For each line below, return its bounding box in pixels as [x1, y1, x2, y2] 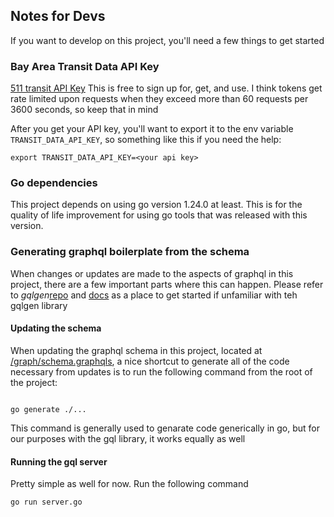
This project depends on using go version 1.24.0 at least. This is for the [10, 199, 303, 211]
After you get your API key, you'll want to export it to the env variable [10, 123, 294, 135]
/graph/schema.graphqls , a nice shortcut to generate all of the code [10, 355, 290, 367]
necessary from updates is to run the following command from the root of [10, 365, 313, 378]
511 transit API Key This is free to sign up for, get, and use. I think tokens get [10, 82, 323, 94]
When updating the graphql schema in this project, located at [10, 344, 263, 356]
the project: [10, 376, 58, 388]
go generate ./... [10, 404, 87, 414]
